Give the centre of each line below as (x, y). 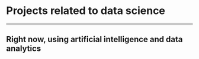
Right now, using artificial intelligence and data (94, 39)
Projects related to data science (86, 11)
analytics (24, 49)
